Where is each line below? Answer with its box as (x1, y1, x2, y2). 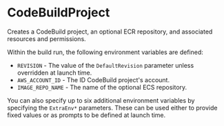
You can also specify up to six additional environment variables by (7, 96, 195, 104)
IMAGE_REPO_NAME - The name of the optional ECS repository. (17, 83, 187, 91)
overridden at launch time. (17, 68, 92, 77)
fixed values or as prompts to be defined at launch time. (7, 111, 166, 119)
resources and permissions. (7, 34, 86, 42)
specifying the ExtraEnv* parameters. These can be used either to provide (7, 103, 218, 112)
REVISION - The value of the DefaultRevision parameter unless (17, 61, 194, 69)
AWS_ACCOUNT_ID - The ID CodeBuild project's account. (17, 75, 170, 84)
